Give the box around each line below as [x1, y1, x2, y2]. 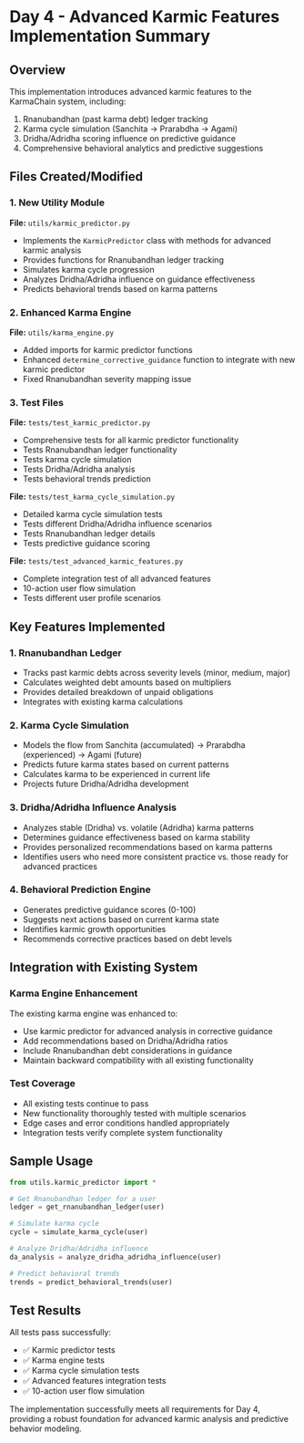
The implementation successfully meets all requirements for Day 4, [9, 1404, 261, 1415]
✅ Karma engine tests [22, 1355, 106, 1365]
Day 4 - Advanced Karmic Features [9, 6, 280, 27]
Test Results [9, 1303, 82, 1318]
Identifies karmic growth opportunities [22, 923, 167, 934]
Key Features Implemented [9, 618, 166, 635]
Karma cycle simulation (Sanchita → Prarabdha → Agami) [22, 123, 238, 134]
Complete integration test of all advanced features [22, 573, 211, 585]
